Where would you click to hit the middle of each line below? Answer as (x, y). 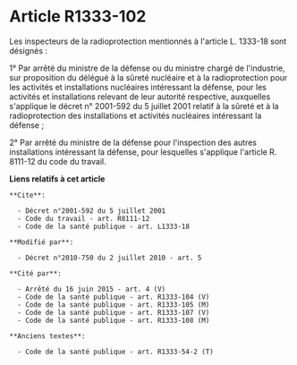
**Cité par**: (36, 273)
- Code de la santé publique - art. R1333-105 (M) (114, 305)
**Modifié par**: (42, 242)
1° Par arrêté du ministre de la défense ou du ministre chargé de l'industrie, (148, 68)
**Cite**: (28, 195)
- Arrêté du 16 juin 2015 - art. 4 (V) (92, 289)
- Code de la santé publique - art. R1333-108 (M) (114, 320)
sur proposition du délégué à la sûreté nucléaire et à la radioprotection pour (148, 77)
